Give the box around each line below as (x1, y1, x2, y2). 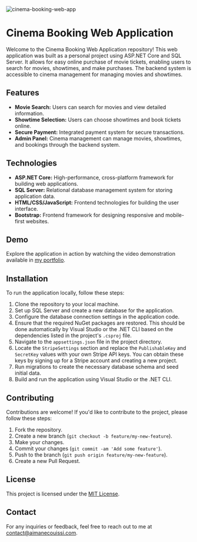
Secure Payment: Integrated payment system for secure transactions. (14, 128, 185, 135)
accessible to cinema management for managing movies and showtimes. (6, 71, 183, 78)
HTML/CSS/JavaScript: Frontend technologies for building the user (14, 199, 179, 206)
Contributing (6, 393, 54, 403)
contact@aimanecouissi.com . (6, 529, 78, 536)
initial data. (14, 369, 41, 376)
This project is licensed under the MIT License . (6, 490, 120, 497)
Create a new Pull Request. (14, 458, 81, 464)
